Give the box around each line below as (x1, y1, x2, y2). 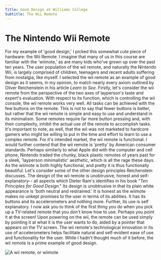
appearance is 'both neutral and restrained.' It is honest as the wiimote (5, 188, 146, 194)
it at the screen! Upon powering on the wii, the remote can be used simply (5, 214, 153, 220)
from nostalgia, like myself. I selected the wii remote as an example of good (5, 74, 156, 80)
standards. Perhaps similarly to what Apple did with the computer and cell (5, 147, 153, 153)
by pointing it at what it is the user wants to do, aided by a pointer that (5, 220, 145, 225)
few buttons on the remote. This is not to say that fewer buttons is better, (5, 106, 150, 111)
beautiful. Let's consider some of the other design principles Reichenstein (5, 167, 153, 173)
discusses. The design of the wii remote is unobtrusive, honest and (5, 173, 139, 179)
